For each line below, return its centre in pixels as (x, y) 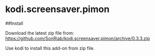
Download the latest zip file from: (40, 33)
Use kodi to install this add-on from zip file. (50, 48)
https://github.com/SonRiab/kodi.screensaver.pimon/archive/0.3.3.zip (77, 38)
